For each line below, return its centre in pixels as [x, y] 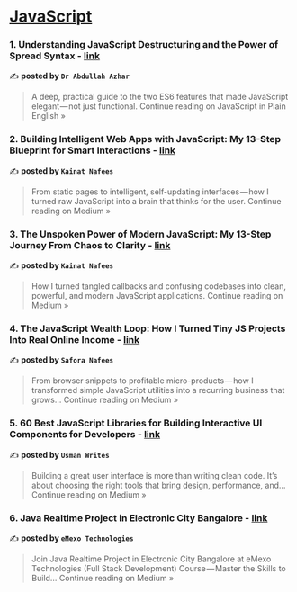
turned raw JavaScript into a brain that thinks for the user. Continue [156, 201]
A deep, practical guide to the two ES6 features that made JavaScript [160, 97]
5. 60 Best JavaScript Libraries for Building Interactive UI [136, 423]
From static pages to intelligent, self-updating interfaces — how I [150, 192]
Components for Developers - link [85, 435]
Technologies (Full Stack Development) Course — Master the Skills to [158, 568]
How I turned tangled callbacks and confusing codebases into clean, [158, 286]
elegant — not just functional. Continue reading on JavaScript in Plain [158, 106]
